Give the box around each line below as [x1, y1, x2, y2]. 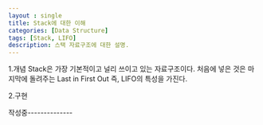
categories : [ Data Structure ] [8, 26, 109, 34]
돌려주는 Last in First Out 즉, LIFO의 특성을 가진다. [29, 74, 188, 84]
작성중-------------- [8, 108, 73, 118]
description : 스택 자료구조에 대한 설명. [8, 41, 130, 49]
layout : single [8, 11, 62, 20]
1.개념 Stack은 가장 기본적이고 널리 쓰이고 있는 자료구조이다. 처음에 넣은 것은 [8, 64, 246, 74]
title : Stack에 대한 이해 [8, 19, 86, 27]
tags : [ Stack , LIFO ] [8, 33, 77, 42]
